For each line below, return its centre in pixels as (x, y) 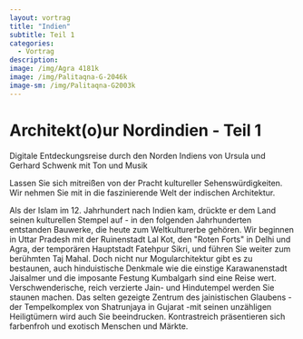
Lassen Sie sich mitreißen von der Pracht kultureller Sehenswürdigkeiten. (146, 183)
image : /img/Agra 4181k (54, 69)
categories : (32, 43)
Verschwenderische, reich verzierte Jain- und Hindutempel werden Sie (142, 287)
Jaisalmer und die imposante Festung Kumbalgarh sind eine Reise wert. (143, 277)
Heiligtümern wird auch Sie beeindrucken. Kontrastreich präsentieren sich (147, 316)
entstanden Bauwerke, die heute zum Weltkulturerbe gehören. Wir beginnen (152, 229)
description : (34, 60)
